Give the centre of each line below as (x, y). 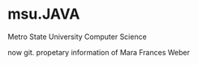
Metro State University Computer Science (77, 37)
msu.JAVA (44, 14)
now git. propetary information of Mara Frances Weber (99, 52)
